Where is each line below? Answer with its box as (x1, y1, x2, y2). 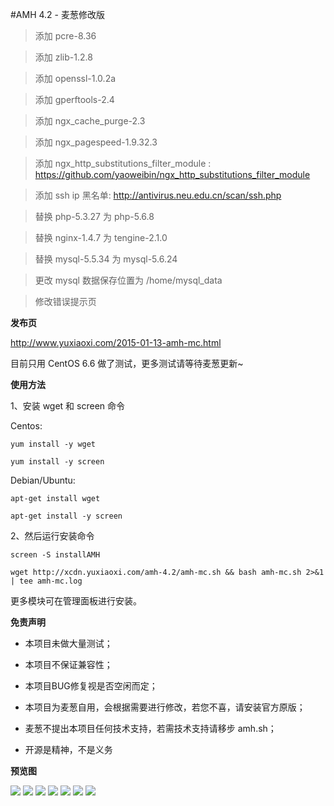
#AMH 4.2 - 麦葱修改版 (10, 9, 105, 20)
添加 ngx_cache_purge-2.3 (34, 115, 146, 127)
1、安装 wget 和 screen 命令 (10, 400, 125, 412)
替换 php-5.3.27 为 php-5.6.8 (34, 211, 155, 222)
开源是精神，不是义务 (24, 744, 113, 755)
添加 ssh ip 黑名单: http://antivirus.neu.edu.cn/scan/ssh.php (34, 189, 282, 201)
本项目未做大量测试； (24, 638, 113, 649)
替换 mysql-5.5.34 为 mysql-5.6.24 (34, 253, 178, 265)
